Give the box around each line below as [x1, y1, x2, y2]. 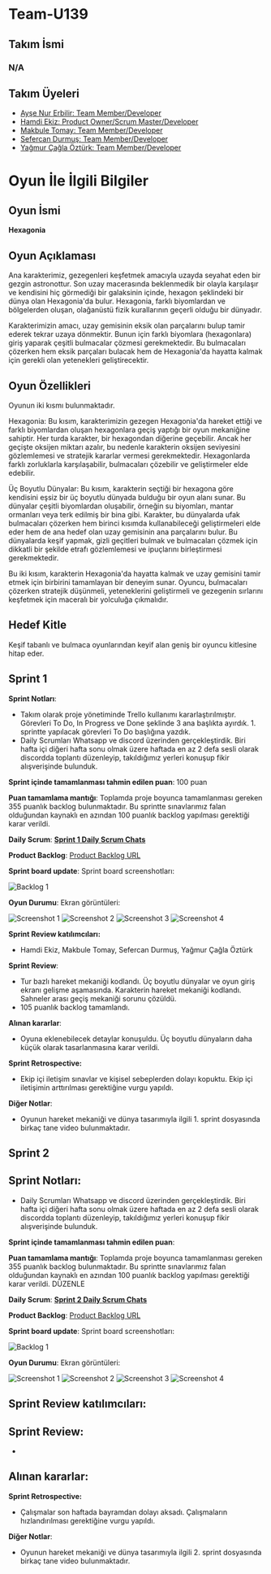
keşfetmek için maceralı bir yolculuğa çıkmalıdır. [8, 595, 169, 604]
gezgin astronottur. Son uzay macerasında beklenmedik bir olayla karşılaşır [8, 279, 259, 289]
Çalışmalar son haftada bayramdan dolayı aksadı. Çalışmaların [19, 1506, 228, 1517]
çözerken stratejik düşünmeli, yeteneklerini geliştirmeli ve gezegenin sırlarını [8, 586, 264, 595]
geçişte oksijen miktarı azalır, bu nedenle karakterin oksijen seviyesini [8, 442, 241, 451]
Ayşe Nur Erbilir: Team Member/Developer [19, 108, 162, 118]
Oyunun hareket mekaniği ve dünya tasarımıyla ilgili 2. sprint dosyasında [19, 1547, 262, 1557]
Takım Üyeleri [8, 86, 80, 100]
